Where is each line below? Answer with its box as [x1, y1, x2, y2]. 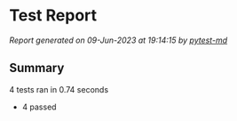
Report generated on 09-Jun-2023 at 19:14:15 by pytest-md [9, 35, 228, 45]
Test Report [9, 5, 98, 26]
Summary [9, 60, 65, 76]
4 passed [21, 101, 57, 112]
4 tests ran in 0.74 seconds [9, 84, 109, 94]
